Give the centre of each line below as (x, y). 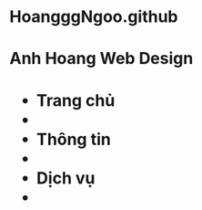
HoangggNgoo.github (94, 17)
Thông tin (73, 139)
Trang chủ (76, 100)
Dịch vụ (66, 178)
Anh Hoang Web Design (101, 59)
